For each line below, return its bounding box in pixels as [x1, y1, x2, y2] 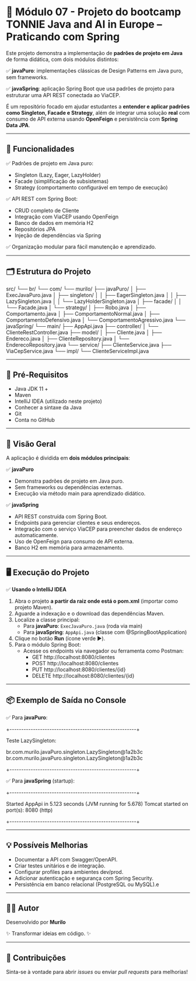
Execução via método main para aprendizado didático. [14, 490, 146, 497]
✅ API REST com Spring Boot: [6, 195, 78, 202]
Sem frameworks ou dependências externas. [14, 484, 123, 491]
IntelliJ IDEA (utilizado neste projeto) [14, 398, 102, 405]
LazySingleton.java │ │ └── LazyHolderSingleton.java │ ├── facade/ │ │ [6, 298, 182, 305]
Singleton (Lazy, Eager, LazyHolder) [14, 171, 101, 178]
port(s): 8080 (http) [6, 806, 53, 813]
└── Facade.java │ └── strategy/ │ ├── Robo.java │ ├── [6, 304, 146, 311]
